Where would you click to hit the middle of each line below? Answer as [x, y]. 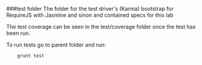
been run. [18, 33]
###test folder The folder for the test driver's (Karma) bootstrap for [90, 9]
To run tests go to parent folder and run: [56, 45]
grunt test [31, 56]
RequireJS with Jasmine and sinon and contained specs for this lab [90, 15]
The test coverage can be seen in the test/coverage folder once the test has [101, 27]
